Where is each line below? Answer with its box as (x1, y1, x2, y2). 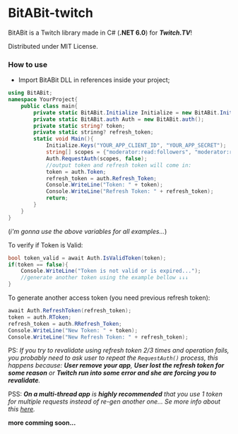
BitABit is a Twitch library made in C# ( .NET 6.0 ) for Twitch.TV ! (8, 28, 193, 37)
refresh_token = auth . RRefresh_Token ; (8, 320, 122, 327)
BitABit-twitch (8, 5, 94, 21)
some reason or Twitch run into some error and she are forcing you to (8, 369, 217, 377)
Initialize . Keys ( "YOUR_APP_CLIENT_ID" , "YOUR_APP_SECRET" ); (45, 142, 227, 149)
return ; (45, 194, 69, 202)
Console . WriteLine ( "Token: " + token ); (45, 182, 163, 189)
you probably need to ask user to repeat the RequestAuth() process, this (8, 353, 218, 362)
